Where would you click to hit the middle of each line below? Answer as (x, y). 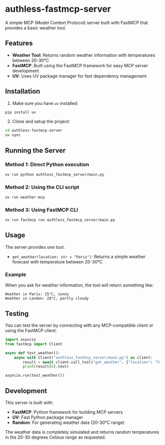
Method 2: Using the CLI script (42, 187)
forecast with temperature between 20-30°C (57, 262)
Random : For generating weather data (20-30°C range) (68, 422)
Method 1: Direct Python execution (47, 164)
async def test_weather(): (33, 353)
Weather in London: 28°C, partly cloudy (47, 299)
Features (19, 43)
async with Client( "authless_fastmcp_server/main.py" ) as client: (83, 357)
